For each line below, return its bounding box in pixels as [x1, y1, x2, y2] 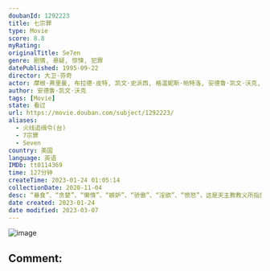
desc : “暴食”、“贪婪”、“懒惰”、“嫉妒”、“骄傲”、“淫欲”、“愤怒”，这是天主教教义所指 [8, 191, 260, 199]
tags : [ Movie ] [8, 94, 56, 102]
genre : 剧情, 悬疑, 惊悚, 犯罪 [8, 57, 104, 65]
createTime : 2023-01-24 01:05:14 [8, 176, 121, 185]
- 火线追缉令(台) [15, 124, 67, 132]
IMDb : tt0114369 [8, 162, 63, 170]
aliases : [8, 117, 38, 125]
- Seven [15, 138, 42, 147]
